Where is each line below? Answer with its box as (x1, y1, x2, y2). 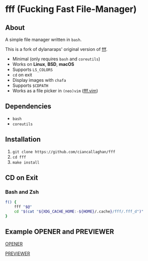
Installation (5, 135, 41, 144)
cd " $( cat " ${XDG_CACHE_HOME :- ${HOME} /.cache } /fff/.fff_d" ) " (14, 209, 144, 214)
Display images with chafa (12, 77, 66, 83)
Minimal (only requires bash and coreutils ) (12, 56, 101, 62)
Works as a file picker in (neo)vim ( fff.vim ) (12, 88, 98, 93)
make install (12, 160, 40, 165)
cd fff (12, 155, 26, 160)
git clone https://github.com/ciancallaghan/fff (12, 149, 116, 154)
